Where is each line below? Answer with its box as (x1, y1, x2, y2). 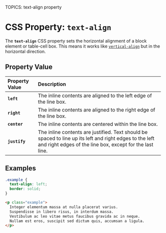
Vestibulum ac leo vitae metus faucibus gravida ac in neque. (9, 214, 140, 219)
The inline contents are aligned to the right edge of (38, 106, 156, 113)
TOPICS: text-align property (5, 4, 62, 10)
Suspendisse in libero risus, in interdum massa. (9, 209, 114, 214)
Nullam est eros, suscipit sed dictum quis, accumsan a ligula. (9, 218, 145, 224)
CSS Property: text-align (5, 22, 112, 33)
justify (7, 138, 26, 144)
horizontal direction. (5, 48, 46, 54)
